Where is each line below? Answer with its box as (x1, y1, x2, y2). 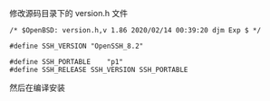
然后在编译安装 (9, 82, 65, 93)
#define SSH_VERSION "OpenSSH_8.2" (9, 41, 144, 50)
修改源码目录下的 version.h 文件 (9, 8, 129, 18)
